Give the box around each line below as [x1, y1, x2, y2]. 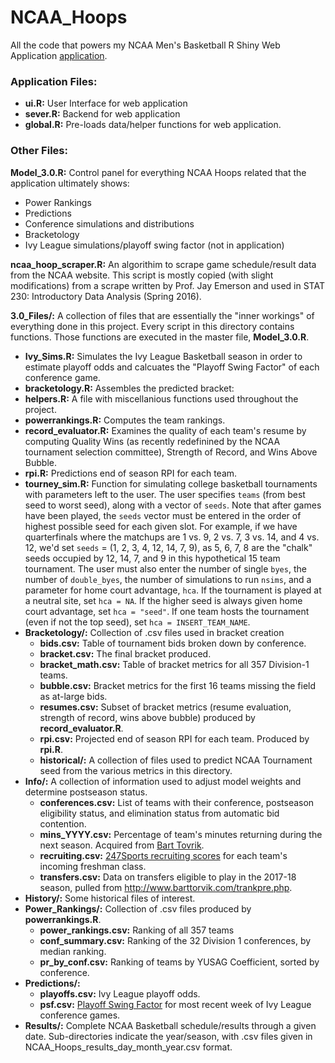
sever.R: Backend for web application [24, 108, 181, 120]
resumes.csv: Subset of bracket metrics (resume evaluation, [39, 701, 292, 713]
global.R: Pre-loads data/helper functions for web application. [24, 119, 282, 131]
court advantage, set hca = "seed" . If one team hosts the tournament [24, 605, 310, 617]
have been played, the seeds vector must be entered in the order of [24, 509, 302, 521]
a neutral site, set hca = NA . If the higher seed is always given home [24, 594, 303, 606]
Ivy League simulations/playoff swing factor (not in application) [24, 239, 285, 251]
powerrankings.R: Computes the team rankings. [24, 414, 226, 426]
